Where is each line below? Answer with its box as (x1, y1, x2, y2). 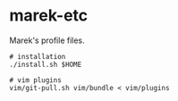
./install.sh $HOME (9, 60, 82, 69)
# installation (9, 52, 66, 61)
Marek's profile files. (9, 35, 85, 46)
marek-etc (9, 5, 89, 26)
